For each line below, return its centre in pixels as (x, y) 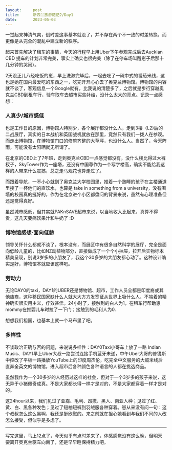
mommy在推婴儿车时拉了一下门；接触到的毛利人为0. (61, 309)
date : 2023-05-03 (31, 19)
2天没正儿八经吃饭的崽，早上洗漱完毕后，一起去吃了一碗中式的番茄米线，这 (85, 76)
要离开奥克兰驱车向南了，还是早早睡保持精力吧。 (57, 442)
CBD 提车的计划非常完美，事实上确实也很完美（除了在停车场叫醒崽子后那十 (85, 58)
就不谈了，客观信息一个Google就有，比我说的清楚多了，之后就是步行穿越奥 (85, 88)
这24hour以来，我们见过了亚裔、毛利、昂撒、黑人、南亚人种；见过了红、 (82, 401)
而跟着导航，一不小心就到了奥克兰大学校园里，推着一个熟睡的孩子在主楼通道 (86, 182)
